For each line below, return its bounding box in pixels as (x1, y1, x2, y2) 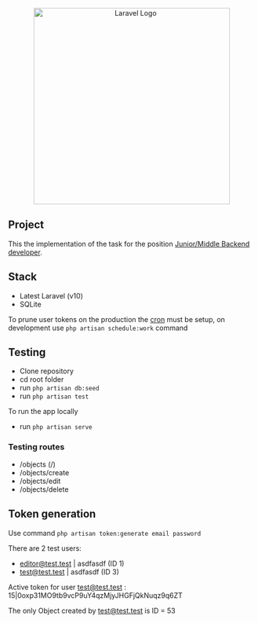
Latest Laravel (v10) (19, 291, 84, 300)
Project (8, 218, 45, 232)
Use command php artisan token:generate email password (8, 528, 202, 537)
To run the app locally (8, 407, 78, 416)
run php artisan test (19, 391, 89, 401)
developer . (8, 247, 43, 257)
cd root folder (19, 375, 64, 384)
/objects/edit (19, 476, 61, 486)
